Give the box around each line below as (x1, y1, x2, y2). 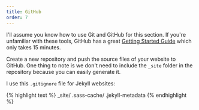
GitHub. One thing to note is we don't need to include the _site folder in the (6, 61, 193, 69)
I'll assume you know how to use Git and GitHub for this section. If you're (6, 31, 186, 38)
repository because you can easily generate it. (6, 68, 121, 75)
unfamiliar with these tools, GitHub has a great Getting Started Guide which (6, 37, 192, 44)
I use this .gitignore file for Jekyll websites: (6, 79, 116, 87)
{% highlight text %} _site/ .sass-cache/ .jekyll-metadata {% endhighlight (6, 91, 187, 99)
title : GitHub (6, 8, 42, 15)
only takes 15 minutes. (6, 43, 61, 51)
